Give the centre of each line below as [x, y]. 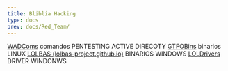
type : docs [23, 20]
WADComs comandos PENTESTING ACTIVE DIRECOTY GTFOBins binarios [114, 47]
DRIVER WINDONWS [37, 61]
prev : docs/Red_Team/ [39, 26]
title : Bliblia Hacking [42, 14]
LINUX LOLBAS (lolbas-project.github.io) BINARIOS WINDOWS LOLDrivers [114, 54]
